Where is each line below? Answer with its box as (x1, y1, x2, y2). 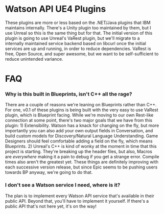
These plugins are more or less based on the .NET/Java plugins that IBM (5, 20, 151, 25)
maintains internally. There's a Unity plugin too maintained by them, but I (5, 24, 151, 30)
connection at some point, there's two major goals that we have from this (5, 118, 153, 123)
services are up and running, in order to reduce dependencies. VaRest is (5, 46, 151, 51)
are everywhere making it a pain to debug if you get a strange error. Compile (5, 154, 160, 160)
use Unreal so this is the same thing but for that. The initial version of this (5, 30, 153, 36)
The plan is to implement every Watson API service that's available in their (5, 192, 155, 199)
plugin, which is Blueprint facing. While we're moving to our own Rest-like (5, 112, 154, 118)
